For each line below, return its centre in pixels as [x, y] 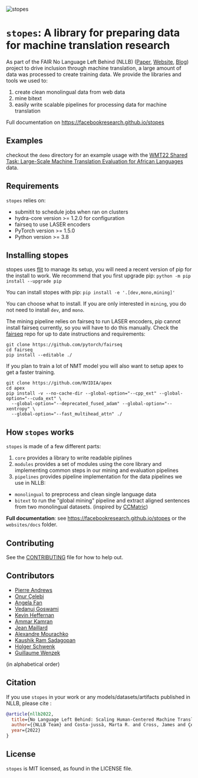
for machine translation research [88, 46]
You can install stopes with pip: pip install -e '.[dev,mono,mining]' [91, 293]
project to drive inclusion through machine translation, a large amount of [94, 68]
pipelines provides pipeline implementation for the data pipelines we [98, 477]
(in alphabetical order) [33, 664]
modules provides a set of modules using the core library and [88, 464]
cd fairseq [19, 350]
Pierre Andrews [34, 590]
